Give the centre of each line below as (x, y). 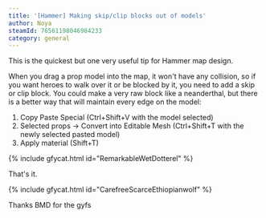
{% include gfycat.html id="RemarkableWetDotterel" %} (101, 159)
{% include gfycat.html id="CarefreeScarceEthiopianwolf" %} (110, 190)
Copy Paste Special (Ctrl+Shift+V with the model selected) (117, 118)
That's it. (23, 174)
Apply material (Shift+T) (59, 143)
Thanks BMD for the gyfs (50, 205)
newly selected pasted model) (70, 135)
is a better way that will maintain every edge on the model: (105, 102)
